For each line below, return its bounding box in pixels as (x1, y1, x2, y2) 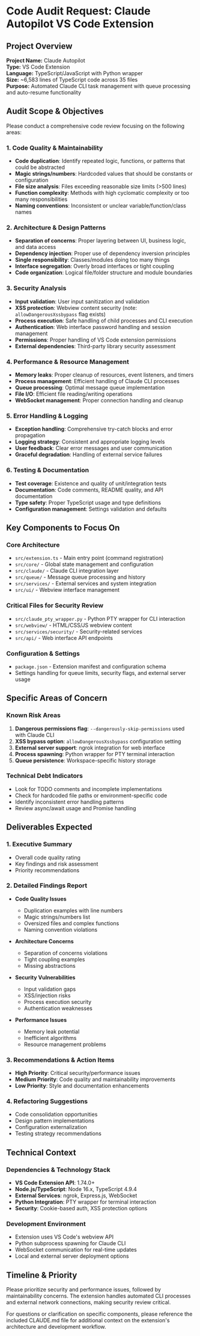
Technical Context (6, 1147, 76, 1157)
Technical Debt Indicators (6, 772, 83, 780)
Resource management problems (23, 1041, 106, 1048)
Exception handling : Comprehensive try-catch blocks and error (14, 425, 173, 433)
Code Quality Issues (14, 895, 67, 902)
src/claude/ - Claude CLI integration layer (14, 567, 119, 574)
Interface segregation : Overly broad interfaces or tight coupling (14, 263, 174, 270)
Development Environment (6, 1220, 86, 1228)
